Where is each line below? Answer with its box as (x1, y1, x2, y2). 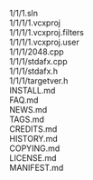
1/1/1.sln (9, 8, 39, 18)
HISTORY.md (9, 134, 58, 144)
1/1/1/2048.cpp (9, 46, 65, 57)
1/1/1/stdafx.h (9, 65, 59, 76)
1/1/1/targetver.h (9, 75, 69, 85)
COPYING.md (9, 143, 60, 154)
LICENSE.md (9, 153, 57, 163)
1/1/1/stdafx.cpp (9, 56, 68, 66)
